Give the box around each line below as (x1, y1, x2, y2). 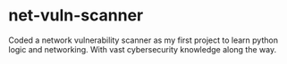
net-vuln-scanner (8, 5, 144, 26)
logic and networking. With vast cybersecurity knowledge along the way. (8, 44, 277, 54)
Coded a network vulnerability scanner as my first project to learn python (8, 35, 279, 45)
